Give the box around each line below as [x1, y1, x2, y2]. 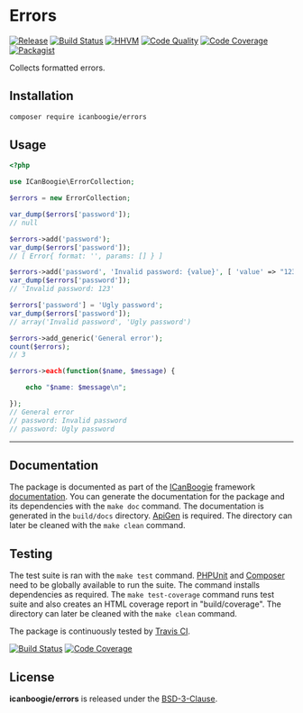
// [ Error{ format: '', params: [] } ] [9, 251, 164, 261]
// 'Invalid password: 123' [9, 285, 115, 294]
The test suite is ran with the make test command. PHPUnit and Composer [9, 570, 286, 581]
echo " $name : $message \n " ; [25, 383, 127, 392]
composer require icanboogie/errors [9, 112, 147, 122]
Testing [9, 546, 53, 562]
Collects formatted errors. [9, 62, 106, 73]
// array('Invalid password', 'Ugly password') [9, 317, 192, 326]
